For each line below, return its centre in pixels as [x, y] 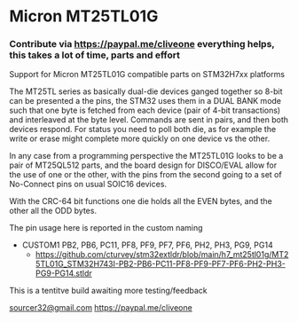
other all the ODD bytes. [53, 211]
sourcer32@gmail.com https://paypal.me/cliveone [101, 308]
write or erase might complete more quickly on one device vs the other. [140, 138]
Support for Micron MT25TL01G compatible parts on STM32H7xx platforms [147, 75]
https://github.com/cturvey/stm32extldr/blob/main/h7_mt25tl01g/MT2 [162, 255]
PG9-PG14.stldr [63, 273]
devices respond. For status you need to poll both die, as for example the [143, 130]
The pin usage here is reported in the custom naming [106, 228]
